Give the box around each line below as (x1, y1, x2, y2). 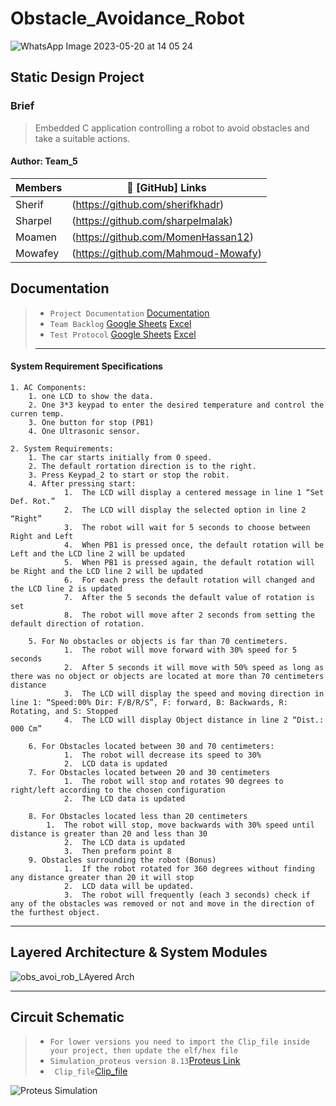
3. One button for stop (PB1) (28, 417, 155, 427)
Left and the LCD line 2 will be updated (10, 548, 186, 559)
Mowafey (15, 246, 60, 260)
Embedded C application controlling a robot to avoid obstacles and (34, 122, 310, 134)
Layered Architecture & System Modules (10, 944, 268, 961)
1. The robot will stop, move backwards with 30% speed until (46, 820, 315, 830)
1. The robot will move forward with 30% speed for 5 (63, 645, 298, 655)
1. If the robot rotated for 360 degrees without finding (63, 863, 315, 874)
